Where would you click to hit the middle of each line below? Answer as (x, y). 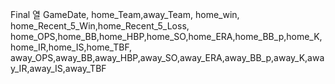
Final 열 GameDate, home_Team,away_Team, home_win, (125, 14)
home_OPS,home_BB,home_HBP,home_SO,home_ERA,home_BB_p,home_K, (166, 36)
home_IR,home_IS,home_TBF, (71, 47)
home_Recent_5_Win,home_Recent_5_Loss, (100, 26)
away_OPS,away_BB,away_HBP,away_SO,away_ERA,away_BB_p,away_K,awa (167, 57)
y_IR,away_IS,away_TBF (58, 68)
